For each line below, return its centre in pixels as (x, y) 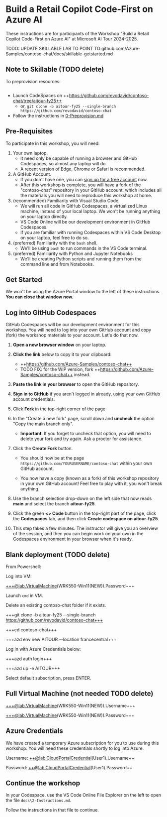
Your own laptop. (30, 153)
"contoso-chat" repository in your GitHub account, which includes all (91, 190)
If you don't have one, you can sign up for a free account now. (84, 179)
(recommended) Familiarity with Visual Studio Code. (66, 201)
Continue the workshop (43, 783)
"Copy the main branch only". (43, 424)
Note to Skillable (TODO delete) (55, 69)
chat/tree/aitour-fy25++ (37, 101)
